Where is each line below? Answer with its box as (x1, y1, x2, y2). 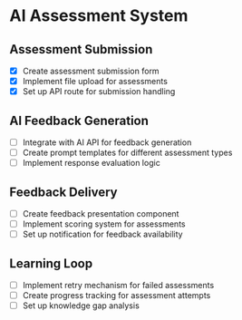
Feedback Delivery (9, 184, 118, 199)
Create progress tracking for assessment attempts (22, 290, 211, 301)
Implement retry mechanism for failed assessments (22, 280, 215, 290)
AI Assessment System (9, 5, 189, 26)
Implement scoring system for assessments (22, 218, 186, 229)
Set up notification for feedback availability (22, 228, 183, 240)
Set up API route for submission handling (22, 86, 176, 97)
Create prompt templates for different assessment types (22, 147, 233, 159)
